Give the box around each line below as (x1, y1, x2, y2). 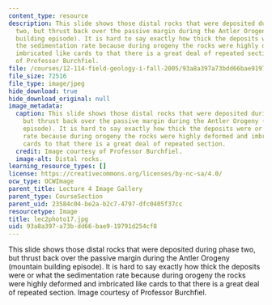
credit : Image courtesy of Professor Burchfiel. (15, 147, 183, 155)
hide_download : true (8, 87, 79, 95)
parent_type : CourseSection (8, 192, 104, 201)
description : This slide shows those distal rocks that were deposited (8, 19, 255, 28)
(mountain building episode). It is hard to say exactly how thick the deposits (8, 262, 261, 272)
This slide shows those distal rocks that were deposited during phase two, (8, 244, 257, 255)
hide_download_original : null (8, 95, 111, 103)
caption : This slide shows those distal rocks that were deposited (15, 110, 249, 118)
